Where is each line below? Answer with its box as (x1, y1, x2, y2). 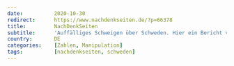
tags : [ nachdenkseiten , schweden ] (7, 49, 136, 56)
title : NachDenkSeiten (7, 23, 98, 30)
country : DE (7, 36, 61, 43)
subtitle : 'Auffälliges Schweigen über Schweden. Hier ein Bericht (7, 29, 223, 36)
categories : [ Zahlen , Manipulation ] (7, 42, 123, 49)
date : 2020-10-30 (7, 10, 86, 17)
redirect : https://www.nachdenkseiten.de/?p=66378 (7, 16, 173, 23)
